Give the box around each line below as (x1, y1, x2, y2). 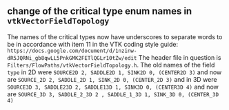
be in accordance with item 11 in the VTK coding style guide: (7, 40, 178, 48)
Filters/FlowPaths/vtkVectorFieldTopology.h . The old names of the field (7, 60, 215, 69)
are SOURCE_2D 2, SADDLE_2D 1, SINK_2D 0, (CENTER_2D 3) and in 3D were (7, 75, 217, 83)
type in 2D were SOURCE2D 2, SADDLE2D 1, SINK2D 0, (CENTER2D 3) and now (7, 68, 222, 76)
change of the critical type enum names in (7, 5, 192, 17)
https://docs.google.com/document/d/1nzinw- (7, 47, 137, 54)
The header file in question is (138, 53, 221, 61)
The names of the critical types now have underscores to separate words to (7, 32, 223, 41)
